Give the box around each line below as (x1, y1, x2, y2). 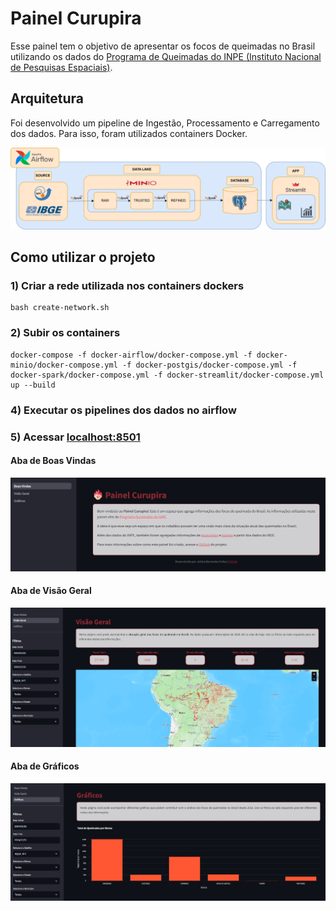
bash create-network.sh (10, 303, 110, 313)
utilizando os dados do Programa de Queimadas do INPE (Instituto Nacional (10, 50, 322, 62)
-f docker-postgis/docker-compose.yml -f (121, 360, 298, 370)
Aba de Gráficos (10, 760, 80, 772)
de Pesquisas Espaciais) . (10, 61, 113, 73)
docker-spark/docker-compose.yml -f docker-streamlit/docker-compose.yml (10, 370, 325, 380)
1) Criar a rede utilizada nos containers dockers (10, 278, 245, 292)
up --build (10, 380, 56, 390)
